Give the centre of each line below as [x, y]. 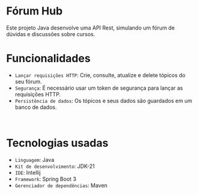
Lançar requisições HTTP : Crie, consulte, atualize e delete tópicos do [100, 75]
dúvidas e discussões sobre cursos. [51, 34]
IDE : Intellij [28, 172]
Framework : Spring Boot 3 [46, 179]
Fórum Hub [34, 11]
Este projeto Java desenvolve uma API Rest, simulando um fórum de [91, 28]
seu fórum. [28, 81]
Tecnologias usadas [57, 143]
